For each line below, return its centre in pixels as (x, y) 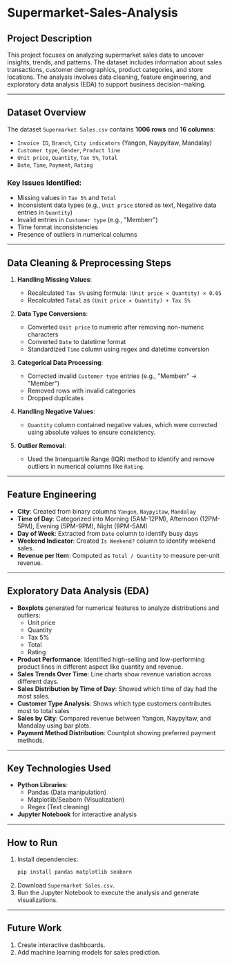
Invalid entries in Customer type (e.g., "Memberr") (87, 220)
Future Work (35, 928)
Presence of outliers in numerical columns (77, 235)
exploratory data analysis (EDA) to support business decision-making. (107, 84)
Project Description (50, 38)
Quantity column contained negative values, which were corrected (122, 424)
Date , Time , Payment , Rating (55, 165)
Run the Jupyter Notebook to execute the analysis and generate (108, 893)
